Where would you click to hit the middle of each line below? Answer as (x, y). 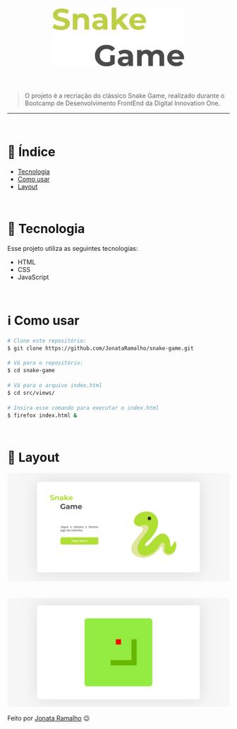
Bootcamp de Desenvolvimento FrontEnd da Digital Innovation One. (122, 103)
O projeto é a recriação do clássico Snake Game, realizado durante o (124, 95)
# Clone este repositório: (47, 340)
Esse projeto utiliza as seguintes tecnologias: (73, 248)
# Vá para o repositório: (45, 363)
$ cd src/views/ (31, 393)
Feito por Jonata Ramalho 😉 (49, 718)
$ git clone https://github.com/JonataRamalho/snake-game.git (101, 348)
